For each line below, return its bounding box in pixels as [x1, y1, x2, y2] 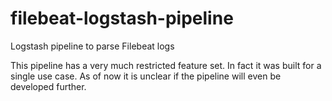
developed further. [10, 80, 87, 92]
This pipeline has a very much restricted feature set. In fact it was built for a [10, 59, 322, 71]
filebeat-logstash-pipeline [10, 7, 234, 30]
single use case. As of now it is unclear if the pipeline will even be [10, 70, 282, 82]
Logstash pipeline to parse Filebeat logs [10, 40, 175, 52]
